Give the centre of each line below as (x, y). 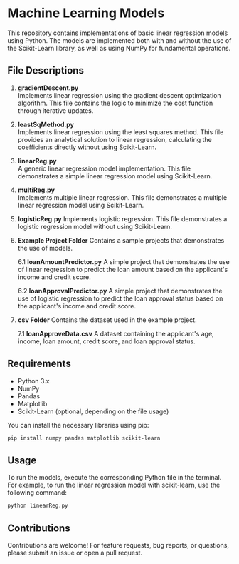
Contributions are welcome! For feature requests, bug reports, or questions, (118, 545)
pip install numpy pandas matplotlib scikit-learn (84, 438)
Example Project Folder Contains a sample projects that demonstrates (121, 240)
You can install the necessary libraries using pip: (78, 425)
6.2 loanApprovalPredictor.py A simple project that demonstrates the (120, 291)
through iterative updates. (55, 110)
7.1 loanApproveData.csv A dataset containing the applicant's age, (116, 333)
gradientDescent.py (48, 88)
